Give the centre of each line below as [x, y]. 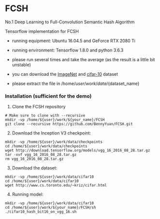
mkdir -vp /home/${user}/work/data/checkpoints [54, 142]
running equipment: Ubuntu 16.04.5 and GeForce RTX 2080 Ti [73, 41]
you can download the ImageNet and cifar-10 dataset [65, 74]
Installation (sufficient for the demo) [48, 96]
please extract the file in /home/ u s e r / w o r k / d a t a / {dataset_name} [76, 84]
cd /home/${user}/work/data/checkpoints [46, 146]
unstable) [22, 65]
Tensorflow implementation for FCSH [42, 31]
